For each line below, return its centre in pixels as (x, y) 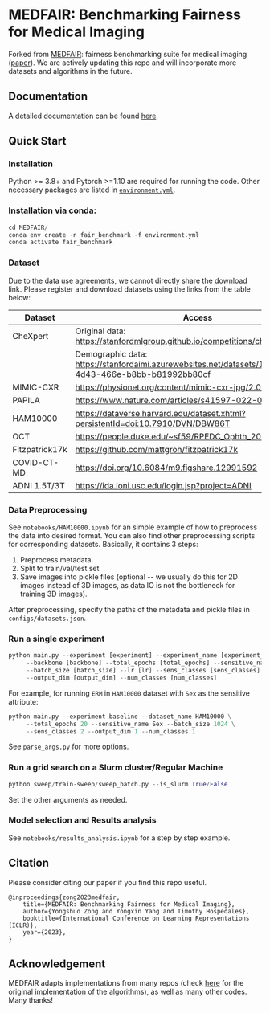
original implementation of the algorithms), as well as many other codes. (128, 992)
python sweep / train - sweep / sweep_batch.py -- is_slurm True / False (118, 784)
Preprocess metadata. (57, 559)
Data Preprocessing (48, 509)
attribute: (23, 701)
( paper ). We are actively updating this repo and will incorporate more (123, 63)
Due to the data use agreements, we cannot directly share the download (128, 280)
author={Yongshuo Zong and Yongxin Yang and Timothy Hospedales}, (136, 911)
